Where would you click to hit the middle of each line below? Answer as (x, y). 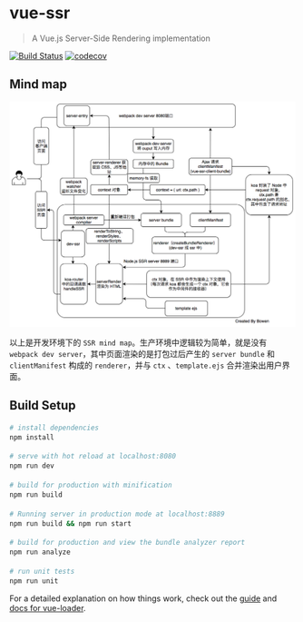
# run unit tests (42, 571)
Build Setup (43, 405)
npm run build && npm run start (70, 523)
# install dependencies (54, 428)
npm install (32, 437)
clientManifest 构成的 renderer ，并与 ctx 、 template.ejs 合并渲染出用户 (146, 365)
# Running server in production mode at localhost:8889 (117, 514)
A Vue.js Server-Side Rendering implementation (121, 38)
